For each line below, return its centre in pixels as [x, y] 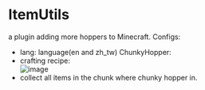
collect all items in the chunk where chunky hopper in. [108, 77]
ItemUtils [39, 15]
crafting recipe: [45, 61]
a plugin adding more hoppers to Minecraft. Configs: [95, 37]
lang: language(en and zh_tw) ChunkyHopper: [95, 52]
